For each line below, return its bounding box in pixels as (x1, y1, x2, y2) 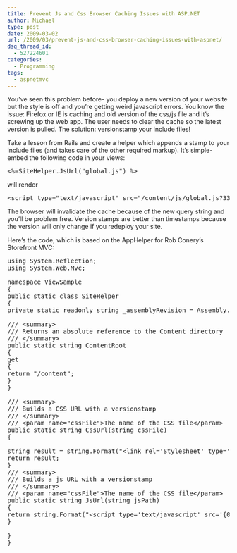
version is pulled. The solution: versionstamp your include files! (7, 125, 191, 134)
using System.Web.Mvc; (7, 264, 86, 272)
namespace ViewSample (7, 278, 83, 286)
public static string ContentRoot (7, 342, 127, 349)
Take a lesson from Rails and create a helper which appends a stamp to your (7, 139, 230, 147)
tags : (7, 69, 23, 76)
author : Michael (7, 17, 55, 24)
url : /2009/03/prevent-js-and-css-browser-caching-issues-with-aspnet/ (7, 37, 222, 44)
